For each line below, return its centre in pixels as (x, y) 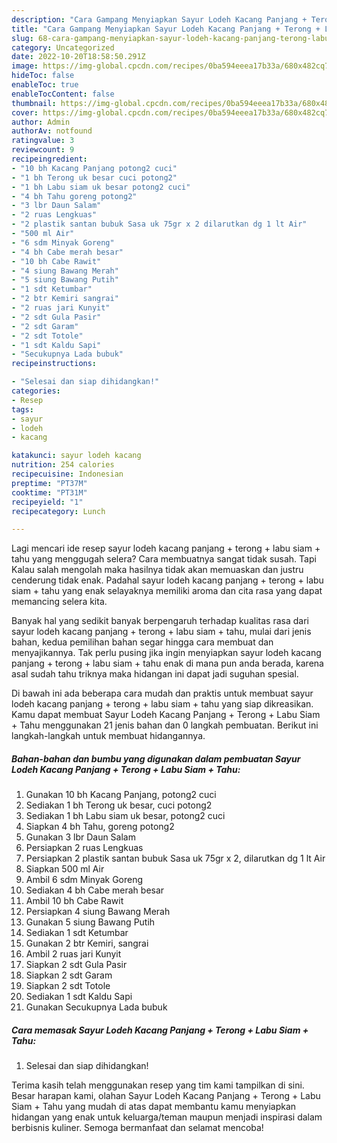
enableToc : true (45, 85)
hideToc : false (43, 76)
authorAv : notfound (52, 131)
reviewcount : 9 (43, 150)
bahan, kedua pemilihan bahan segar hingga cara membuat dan (142, 642)
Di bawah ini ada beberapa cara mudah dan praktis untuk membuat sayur (162, 693)
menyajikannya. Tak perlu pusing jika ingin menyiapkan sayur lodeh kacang (166, 653)
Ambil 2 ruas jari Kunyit (73, 954)
